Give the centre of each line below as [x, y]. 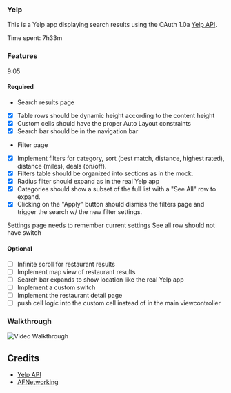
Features [22, 56]
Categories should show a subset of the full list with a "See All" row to [117, 189]
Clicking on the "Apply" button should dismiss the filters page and [111, 204]
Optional [20, 248]
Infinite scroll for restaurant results [66, 264]
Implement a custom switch [56, 287]
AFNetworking [38, 382]
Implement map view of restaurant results [76, 271]
